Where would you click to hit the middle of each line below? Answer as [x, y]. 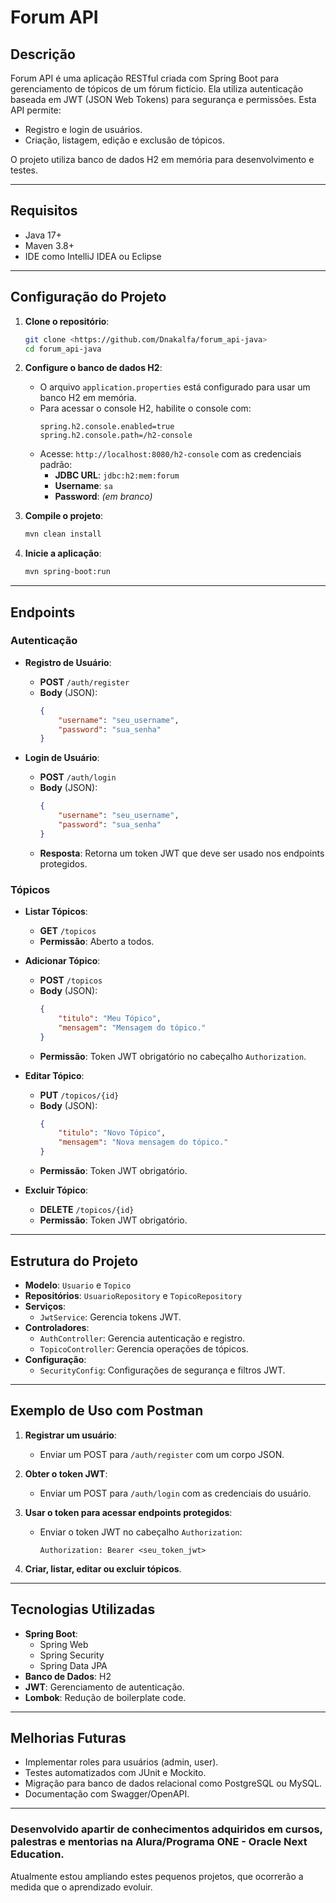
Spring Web [64, 1644]
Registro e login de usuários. [83, 129]
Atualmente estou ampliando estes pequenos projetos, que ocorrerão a [157, 1876]
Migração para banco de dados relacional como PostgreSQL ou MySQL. [173, 1783]
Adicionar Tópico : [62, 961]
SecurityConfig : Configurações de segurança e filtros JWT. [162, 1370]
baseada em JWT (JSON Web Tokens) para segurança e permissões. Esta [163, 99]
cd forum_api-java [63, 349]
